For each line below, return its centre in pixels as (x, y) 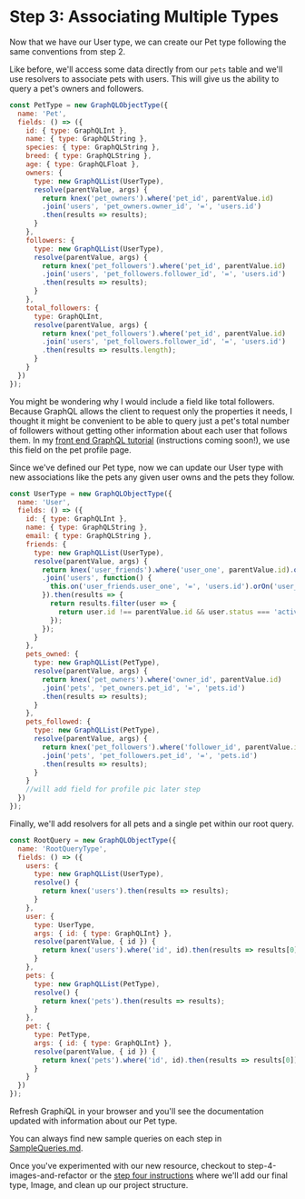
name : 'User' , (44, 502)
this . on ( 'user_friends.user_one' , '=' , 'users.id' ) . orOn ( (162, 587)
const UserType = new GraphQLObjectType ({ (91, 494)
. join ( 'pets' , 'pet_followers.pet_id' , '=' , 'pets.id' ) (150, 755)
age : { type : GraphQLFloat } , (83, 165)
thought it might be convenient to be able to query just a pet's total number (150, 421)
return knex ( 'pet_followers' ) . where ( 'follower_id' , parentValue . (168, 747)
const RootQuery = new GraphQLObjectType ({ (93, 840)
